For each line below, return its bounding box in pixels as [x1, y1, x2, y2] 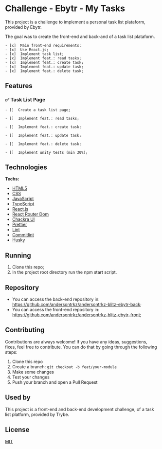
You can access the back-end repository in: [12, 296, 100, 302]
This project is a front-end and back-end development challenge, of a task [5, 406, 154, 412]
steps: [5, 349, 18, 355]
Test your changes [12, 374, 50, 380]
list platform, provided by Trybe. [5, 412, 70, 417]
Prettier [12, 222, 27, 228]
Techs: [5, 176, 19, 182]
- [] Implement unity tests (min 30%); [5, 150, 89, 155]
